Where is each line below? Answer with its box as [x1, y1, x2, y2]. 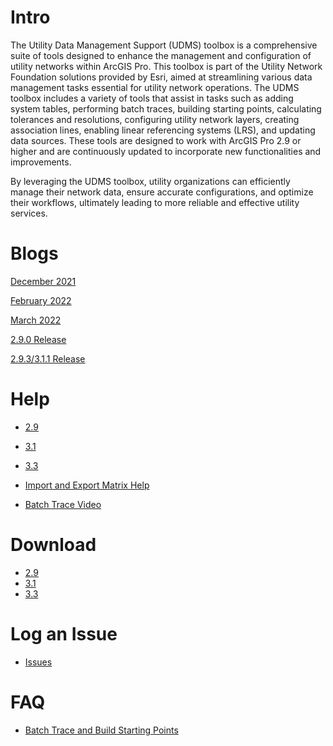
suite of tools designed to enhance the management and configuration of [10, 49, 312, 61]
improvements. [10, 156, 72, 168]
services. [10, 207, 48, 219]
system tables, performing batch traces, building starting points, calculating [10, 102, 322, 115]
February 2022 [10, 294, 72, 306]
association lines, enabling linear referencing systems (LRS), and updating [10, 124, 316, 136]
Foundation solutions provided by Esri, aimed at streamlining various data [10, 71, 313, 83]
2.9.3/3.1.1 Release [10, 352, 86, 365]
